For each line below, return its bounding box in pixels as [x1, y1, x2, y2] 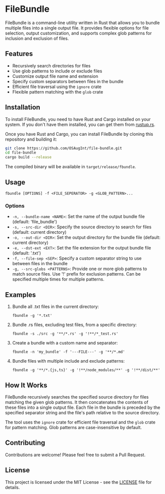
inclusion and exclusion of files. [5, 35, 69, 41]
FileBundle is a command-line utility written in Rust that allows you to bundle [5, 20, 160, 26]
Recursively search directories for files [12, 62, 91, 68]
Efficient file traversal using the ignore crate [12, 84, 102, 90]
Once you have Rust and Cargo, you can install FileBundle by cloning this [5, 131, 154, 137]
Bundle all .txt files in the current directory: [12, 304, 99, 309]
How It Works [5, 381, 48, 389]
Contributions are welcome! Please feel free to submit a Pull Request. [5, 452, 146, 458]
